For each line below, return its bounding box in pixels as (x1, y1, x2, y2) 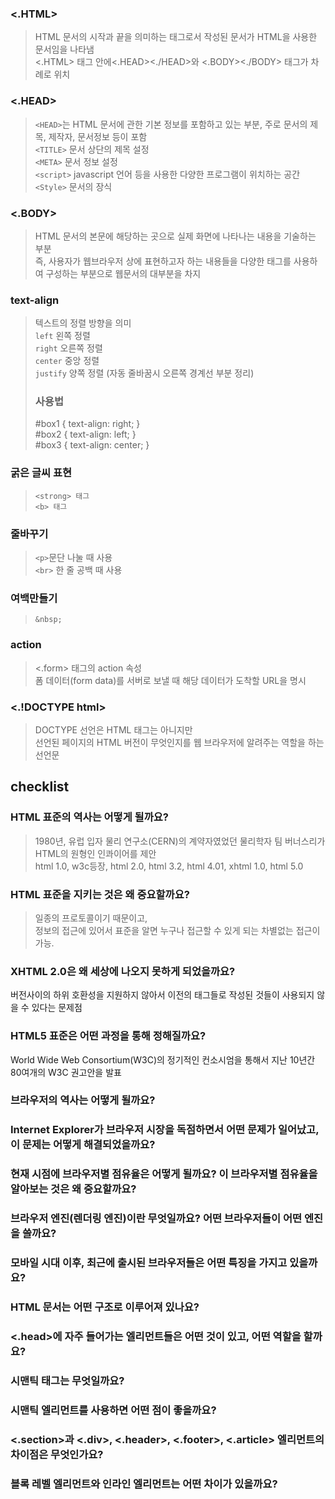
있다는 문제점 (31, 1002, 83, 1014)
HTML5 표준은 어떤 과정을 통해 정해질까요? (10, 1029, 207, 1043)
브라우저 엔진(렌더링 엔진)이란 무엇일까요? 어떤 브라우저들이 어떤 (10, 1212, 303, 1226)
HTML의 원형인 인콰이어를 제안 (34, 847, 157, 859)
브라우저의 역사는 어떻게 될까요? (10, 1093, 156, 1107)
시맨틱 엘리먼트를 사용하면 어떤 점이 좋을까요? (10, 1403, 217, 1417)
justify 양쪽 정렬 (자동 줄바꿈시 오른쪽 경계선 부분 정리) (34, 367, 255, 379)
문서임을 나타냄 (34, 43, 95, 56)
